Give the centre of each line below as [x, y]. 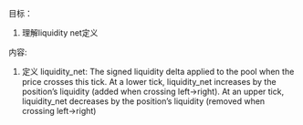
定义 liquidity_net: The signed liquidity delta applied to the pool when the [158, 72]
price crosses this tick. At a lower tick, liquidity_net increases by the [149, 82]
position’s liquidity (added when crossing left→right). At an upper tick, [153, 91]
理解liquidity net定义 [60, 33]
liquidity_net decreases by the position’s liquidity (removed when [143, 101]
